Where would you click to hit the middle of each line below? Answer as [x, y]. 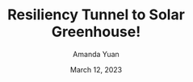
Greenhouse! [96, 32]
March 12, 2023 [96, 69]
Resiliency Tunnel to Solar [96, 15]
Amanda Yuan [96, 54]
